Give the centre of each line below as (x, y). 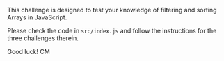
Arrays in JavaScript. (37, 17)
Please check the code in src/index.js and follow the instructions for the (112, 31)
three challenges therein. (43, 38)
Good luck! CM (29, 52)
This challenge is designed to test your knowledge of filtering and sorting (112, 10)
